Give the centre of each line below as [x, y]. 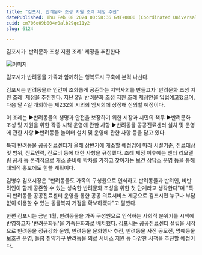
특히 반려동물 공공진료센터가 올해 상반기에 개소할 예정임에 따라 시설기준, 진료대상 [101, 145]
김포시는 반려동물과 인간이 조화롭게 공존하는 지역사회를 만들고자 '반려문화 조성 [98, 90]
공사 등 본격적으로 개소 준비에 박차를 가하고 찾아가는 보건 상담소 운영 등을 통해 [104, 160]
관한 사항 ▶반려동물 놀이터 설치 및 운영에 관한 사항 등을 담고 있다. [89, 133]
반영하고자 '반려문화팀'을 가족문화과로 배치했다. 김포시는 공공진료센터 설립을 [95, 223]
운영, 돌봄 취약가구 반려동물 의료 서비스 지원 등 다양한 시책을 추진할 [100, 238]
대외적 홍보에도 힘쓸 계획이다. [41, 168]
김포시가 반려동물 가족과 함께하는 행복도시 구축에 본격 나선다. [78, 77]
